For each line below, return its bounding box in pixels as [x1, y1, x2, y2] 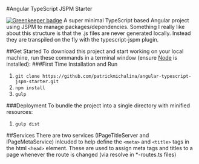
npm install [15, 85, 45, 91]
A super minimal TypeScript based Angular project [63, 17, 189, 24]
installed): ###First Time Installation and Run [6, 60, 118, 68]
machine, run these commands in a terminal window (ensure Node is [6, 54, 177, 61]
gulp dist [15, 121, 41, 127]
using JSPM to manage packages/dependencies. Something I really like [6, 24, 185, 30]
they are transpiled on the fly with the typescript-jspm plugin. [6, 36, 159, 43]
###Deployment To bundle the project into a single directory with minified [6, 102, 191, 109]
